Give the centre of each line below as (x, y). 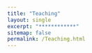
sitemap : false (29, 33)
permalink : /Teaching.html (46, 39)
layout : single (29, 20)
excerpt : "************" (43, 26)
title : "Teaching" (34, 13)
